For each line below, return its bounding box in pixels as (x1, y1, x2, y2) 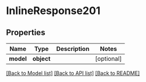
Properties (6, 28, 46, 37)
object (32, 54, 51, 63)
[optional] (95, 54, 122, 63)
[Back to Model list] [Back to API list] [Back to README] (6, 70, 140, 77)
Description (56, 45, 89, 53)
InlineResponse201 (6, 4, 101, 18)
